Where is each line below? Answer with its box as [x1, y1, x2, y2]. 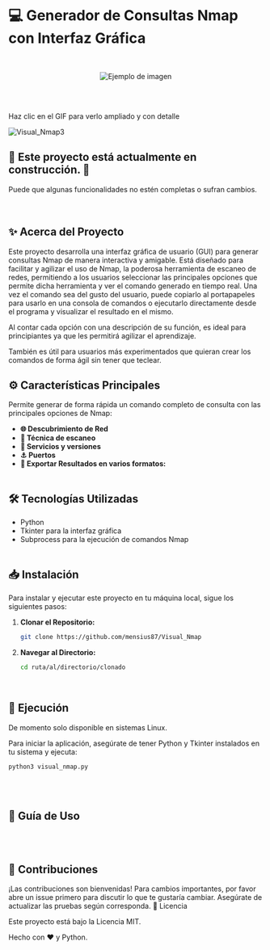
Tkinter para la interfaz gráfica [19, 526, 122, 536]
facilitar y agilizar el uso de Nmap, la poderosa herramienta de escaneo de [8, 263, 257, 273]
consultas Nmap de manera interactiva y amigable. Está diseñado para [8, 255, 244, 265]
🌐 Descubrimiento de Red [19, 424, 109, 434]
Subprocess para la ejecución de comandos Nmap [19, 535, 189, 544]
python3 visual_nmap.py [8, 763, 89, 771]
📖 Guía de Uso [8, 809, 81, 822]
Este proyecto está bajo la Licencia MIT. [8, 917, 141, 927]
